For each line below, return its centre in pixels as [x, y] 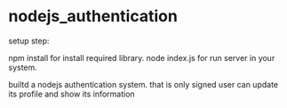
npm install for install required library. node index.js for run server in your [142, 58]
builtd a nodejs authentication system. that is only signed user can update [143, 84]
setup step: [29, 41]
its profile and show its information [72, 94]
